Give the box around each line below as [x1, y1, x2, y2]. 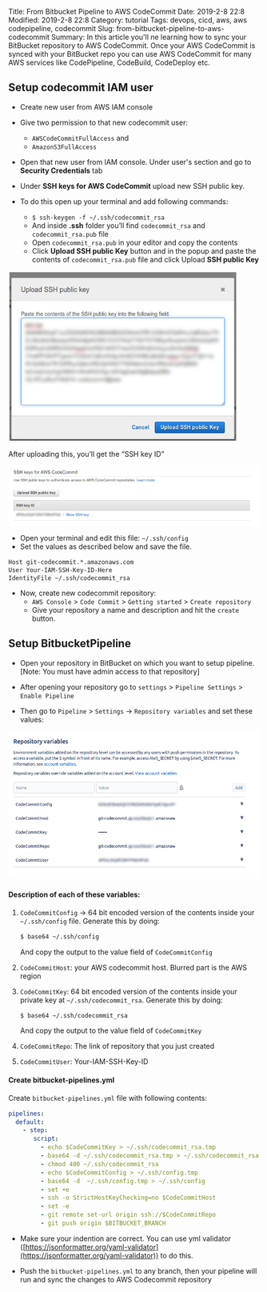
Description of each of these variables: [8, 890, 141, 899]
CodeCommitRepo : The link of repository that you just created [19, 1042, 215, 1051]
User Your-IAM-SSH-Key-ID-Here [8, 566, 113, 574]
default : [15, 1118, 45, 1126]
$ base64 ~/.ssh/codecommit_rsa [19, 1011, 128, 1019]
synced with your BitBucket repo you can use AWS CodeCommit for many [8, 50, 252, 58]
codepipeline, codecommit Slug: [8, 24, 115, 33]
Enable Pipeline [19, 692, 74, 700]
